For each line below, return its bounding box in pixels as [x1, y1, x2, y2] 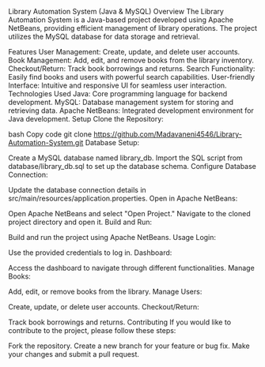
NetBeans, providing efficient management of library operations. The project [8, 24, 258, 32]
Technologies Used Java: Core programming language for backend [8, 89, 228, 98]
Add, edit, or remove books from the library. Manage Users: [8, 287, 203, 296]
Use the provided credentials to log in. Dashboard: [8, 248, 172, 257]
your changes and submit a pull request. [8, 350, 140, 358]
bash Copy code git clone [8, 129, 93, 139]
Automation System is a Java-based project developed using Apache [8, 15, 234, 24]
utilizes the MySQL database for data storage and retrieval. [8, 32, 200, 41]
